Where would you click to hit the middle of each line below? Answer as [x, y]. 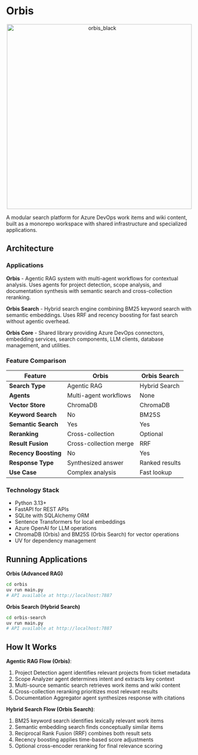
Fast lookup [156, 472]
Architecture [30, 249]
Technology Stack [33, 490]
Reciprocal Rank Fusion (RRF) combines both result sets [83, 733]
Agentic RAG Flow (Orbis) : [39, 662]
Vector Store [27, 405]
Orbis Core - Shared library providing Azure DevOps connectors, [85, 333]
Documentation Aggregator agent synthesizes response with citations [100, 698]
